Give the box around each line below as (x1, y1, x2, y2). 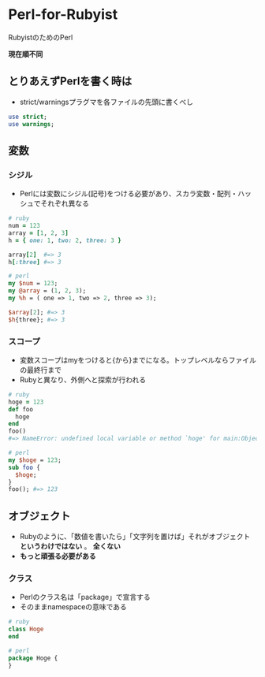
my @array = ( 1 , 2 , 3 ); (8, 287, 87, 295)
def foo (8, 405, 34, 413)
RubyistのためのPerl (8, 32, 73, 42)
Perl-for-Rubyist (8, 6, 118, 24)
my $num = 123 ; (8, 280, 58, 288)
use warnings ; (8, 120, 55, 128)
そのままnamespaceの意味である (19, 602, 128, 612)
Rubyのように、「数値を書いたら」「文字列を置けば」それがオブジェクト (19, 532, 251, 541)
